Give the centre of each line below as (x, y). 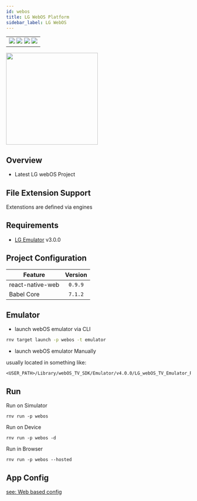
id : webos (18, 11)
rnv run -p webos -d (31, 438)
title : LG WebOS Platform (38, 17)
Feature (34, 275)
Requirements (32, 226)
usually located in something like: (46, 363)
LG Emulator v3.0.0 (38, 239)
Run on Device (24, 427)
